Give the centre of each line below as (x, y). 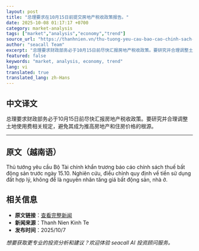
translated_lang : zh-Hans (38, 78)
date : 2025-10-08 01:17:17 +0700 (47, 23)
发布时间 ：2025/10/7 (40, 230)
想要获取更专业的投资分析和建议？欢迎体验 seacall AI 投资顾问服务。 (90, 242)
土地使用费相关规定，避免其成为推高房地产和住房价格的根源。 (81, 126)
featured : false (26, 56)
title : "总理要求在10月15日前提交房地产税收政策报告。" (68, 17)
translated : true (28, 72)
